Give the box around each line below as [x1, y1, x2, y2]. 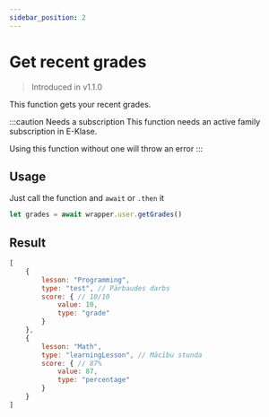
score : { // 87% [41, 359, 102, 368]
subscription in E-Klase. [9, 126, 98, 136]
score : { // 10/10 [41, 292, 110, 301]
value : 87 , [56, 367, 99, 377]
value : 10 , [56, 300, 99, 309]
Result [9, 235, 47, 250]
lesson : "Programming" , [41, 275, 130, 284]
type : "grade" [56, 308, 110, 318]
